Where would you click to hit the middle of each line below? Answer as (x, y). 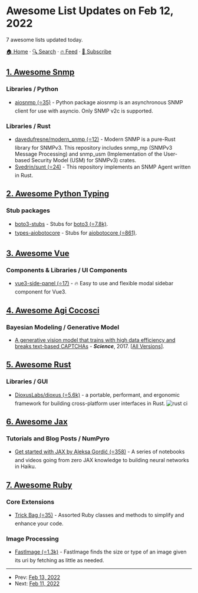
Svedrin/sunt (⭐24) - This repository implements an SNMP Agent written (103, 167)
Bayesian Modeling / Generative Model (63, 327)
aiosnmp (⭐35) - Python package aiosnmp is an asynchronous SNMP (99, 102)
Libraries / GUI (27, 381)
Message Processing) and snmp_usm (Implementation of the (88, 154)
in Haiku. (25, 466)
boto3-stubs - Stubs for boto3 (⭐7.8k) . (61, 224)
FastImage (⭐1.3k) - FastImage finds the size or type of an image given (100, 552)
